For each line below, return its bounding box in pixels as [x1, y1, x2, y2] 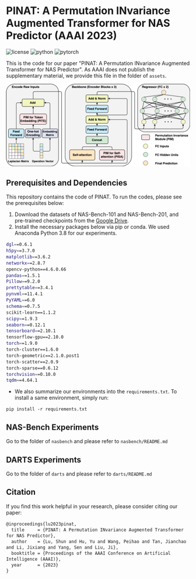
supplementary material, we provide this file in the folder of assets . [6, 72, 167, 79]
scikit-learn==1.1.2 [6, 309, 57, 316]
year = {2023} [11, 562, 59, 568]
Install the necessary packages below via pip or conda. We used [14, 224, 170, 231]
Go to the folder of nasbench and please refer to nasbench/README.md [6, 438, 168, 445]
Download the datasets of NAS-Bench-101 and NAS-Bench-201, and [14, 211, 179, 218]
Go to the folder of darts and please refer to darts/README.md [6, 470, 153, 477]
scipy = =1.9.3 [6, 316, 38, 321]
